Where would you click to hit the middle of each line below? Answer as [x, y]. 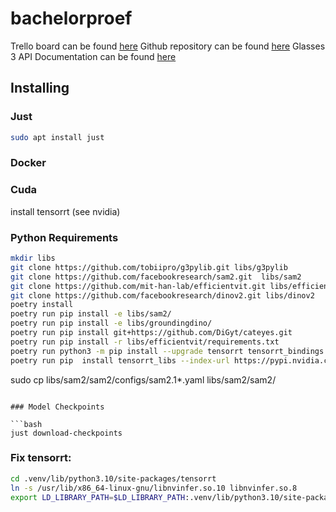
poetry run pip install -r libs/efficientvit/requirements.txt [145, 342]
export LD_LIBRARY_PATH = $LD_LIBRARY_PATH [98, 497]
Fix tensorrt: [41, 458]
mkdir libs [33, 258]
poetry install [42, 305]
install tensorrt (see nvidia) [65, 211]
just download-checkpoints [66, 433]
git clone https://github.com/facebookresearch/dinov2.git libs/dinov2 [162, 295]
